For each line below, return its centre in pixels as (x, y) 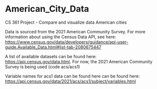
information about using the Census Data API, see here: (61, 37)
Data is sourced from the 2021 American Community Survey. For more (75, 31)
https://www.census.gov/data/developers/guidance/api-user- (67, 42)
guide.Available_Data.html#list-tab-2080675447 (53, 47)
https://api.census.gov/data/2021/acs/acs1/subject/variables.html (70, 81)
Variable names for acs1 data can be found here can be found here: (72, 76)
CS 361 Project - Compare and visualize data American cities (66, 22)
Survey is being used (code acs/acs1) (43, 67)
